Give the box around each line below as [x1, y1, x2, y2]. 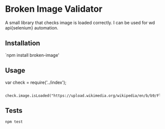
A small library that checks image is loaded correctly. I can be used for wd [5, 20, 155, 26]
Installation [5, 39, 40, 48]
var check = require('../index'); [5, 79, 67, 85]
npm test [5, 119, 23, 125]
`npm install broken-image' [5, 52, 60, 58]
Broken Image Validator [5, 3, 103, 15]
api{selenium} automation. [5, 25, 58, 30]
